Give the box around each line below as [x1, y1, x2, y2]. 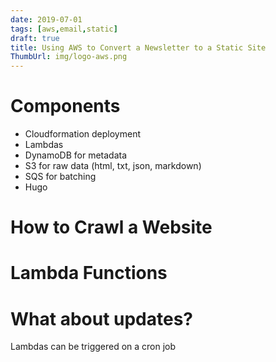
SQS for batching [24, 171, 97, 183]
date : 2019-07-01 [10, 14, 83, 25]
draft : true [10, 33, 60, 43]
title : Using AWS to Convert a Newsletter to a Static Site [10, 42, 267, 53]
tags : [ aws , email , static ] [10, 24, 118, 34]
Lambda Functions [10, 262, 168, 285]
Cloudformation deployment [24, 128, 141, 140]
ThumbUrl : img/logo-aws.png [10, 52, 128, 62]
